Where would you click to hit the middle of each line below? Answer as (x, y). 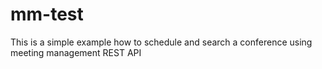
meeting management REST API (76, 52)
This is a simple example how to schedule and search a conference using (161, 42)
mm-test (47, 14)
